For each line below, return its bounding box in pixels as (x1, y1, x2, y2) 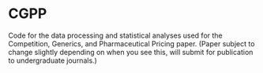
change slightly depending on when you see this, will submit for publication (8, 47, 254, 57)
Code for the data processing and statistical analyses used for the (8, 31, 223, 40)
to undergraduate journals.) (8, 56, 97, 65)
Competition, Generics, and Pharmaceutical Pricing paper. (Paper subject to (8, 38, 255, 48)
